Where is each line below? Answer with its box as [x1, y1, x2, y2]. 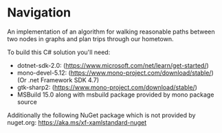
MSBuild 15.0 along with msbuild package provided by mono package [16, 90, 214, 99]
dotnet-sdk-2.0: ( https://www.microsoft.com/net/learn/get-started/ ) [16, 61, 210, 69]
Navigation [7, 5, 71, 21]
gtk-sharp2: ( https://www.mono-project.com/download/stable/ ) [16, 83, 198, 91]
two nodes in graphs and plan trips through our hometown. [7, 34, 174, 43]
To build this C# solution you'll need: [7, 48, 111, 56]
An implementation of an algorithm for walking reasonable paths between [7, 27, 215, 36]
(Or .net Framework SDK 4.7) [16, 75, 100, 84]
